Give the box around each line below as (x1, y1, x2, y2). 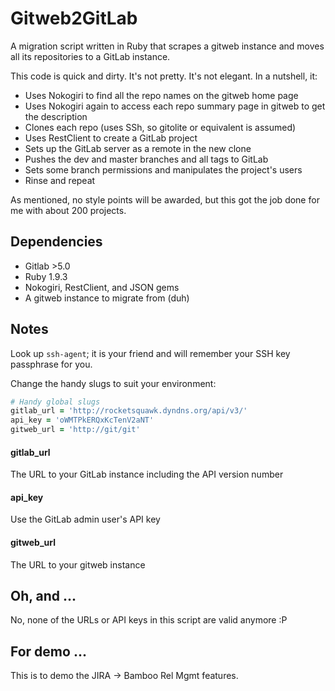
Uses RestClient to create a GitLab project (24, 132, 198, 144)
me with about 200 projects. (10, 204, 127, 216)
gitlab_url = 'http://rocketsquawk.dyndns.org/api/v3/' (10, 406, 248, 416)
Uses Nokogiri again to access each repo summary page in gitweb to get (24, 100, 326, 112)
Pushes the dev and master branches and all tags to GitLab (24, 153, 269, 165)
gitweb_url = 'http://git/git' (10, 425, 141, 435)
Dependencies (10, 233, 103, 251)
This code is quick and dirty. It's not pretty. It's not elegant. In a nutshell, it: (10, 70, 318, 82)
